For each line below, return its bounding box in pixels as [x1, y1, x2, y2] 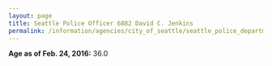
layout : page [8, 11, 53, 20]
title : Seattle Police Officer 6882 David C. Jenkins [8, 19, 194, 27]
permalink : [8, 27, 45, 35]
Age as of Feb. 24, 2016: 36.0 [8, 49, 108, 59]
